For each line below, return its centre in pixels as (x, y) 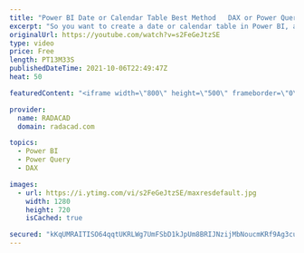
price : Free (32, 52)
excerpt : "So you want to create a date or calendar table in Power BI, (149, 26)
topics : (24, 143)
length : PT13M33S (42, 60)
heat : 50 (26, 77)
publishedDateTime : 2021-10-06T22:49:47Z (89, 69)
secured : (26, 235)
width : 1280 (48, 201)
